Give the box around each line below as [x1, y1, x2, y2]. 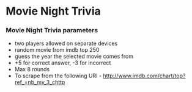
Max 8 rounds [14, 66, 50, 73]
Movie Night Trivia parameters [6, 26, 98, 35]
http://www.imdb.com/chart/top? [103, 72, 186, 80]
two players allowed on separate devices [14, 40, 118, 47]
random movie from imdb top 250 [14, 46, 100, 54]
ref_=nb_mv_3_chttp [14, 79, 65, 86]
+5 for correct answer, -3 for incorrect [14, 59, 111, 66]
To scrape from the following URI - [14, 72, 102, 80]
